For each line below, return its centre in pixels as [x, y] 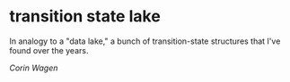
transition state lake [85, 16]
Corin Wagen [34, 68]
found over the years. [49, 50]
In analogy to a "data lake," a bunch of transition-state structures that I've [145, 41]
